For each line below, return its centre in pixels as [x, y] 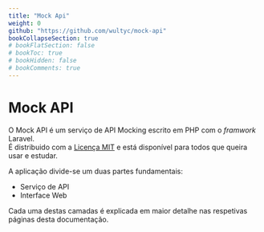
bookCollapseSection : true [53, 38]
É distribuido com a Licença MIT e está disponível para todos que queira [128, 147]
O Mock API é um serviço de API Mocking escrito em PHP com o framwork [132, 130]
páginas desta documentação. [59, 219]
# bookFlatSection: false [51, 46]
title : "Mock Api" [39, 16]
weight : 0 [25, 23]
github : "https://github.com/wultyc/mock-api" [87, 31]
